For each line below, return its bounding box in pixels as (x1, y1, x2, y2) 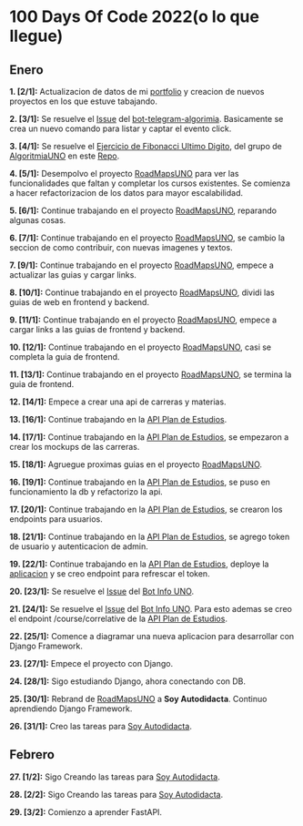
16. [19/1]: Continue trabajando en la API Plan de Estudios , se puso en (9, 476, 271, 487)
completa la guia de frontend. (9, 352, 120, 362)
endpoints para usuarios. (9, 514, 103, 525)
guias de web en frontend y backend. (9, 297, 150, 307)
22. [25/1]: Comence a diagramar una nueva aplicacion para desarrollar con (9, 631, 295, 641)
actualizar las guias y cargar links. (9, 270, 136, 280)
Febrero (9, 747, 55, 762)
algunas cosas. (9, 215, 66, 225)
